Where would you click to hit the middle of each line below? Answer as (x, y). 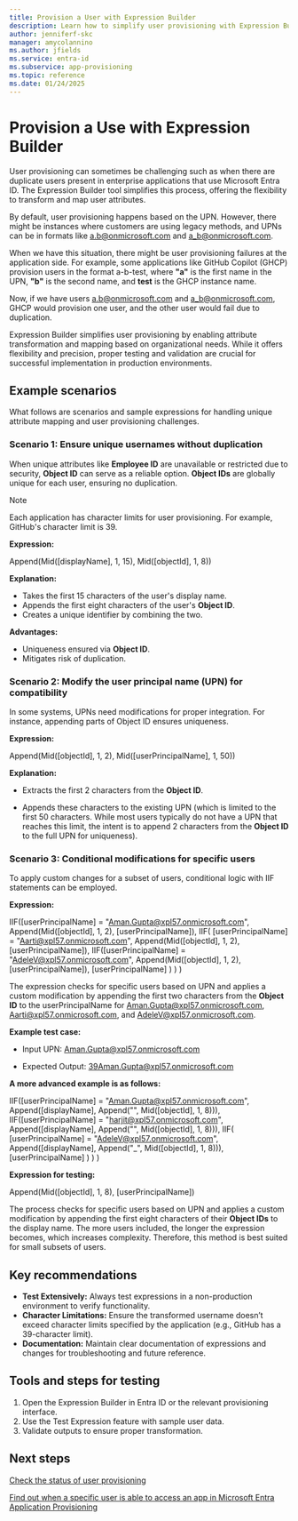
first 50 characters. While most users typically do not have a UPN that (149, 817)
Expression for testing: (52, 1175)
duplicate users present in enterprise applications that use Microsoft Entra (145, 180)
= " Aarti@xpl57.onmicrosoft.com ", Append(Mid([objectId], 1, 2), (125, 941)
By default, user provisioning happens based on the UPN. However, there (143, 216)
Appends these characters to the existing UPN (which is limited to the (149, 807)
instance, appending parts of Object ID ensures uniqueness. (119, 721)
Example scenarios (63, 391)
